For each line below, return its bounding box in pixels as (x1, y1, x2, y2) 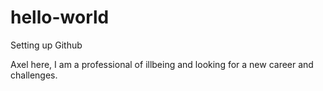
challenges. (10, 69, 58, 81)
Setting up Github (10, 39, 83, 51)
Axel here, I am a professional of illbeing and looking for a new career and (10, 58, 314, 70)
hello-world (10, 6, 110, 29)
